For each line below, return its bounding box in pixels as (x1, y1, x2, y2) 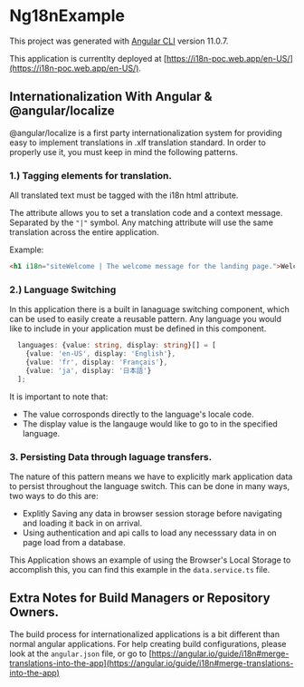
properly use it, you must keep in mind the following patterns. (9, 146, 238, 157)
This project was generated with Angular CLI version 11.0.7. (9, 35, 229, 46)
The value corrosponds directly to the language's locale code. (22, 408, 254, 419)
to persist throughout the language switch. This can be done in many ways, (9, 480, 290, 491)
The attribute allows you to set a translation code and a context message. (9, 208, 283, 219)
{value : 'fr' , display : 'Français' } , (25, 358, 168, 367)
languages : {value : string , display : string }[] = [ (17, 341, 217, 350)
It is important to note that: (9, 391, 109, 402)
